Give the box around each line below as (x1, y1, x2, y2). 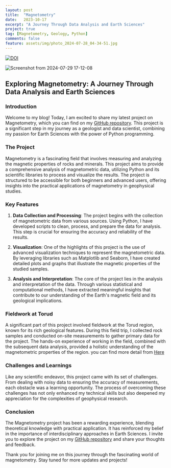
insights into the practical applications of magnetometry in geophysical (5, 182, 155, 188)
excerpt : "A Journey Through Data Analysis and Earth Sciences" (5, 22, 145, 27)
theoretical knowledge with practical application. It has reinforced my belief (5, 425, 164, 431)
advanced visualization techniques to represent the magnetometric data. (12, 249, 166, 256)
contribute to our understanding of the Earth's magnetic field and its (12, 292, 156, 299)
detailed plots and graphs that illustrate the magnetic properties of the (12, 261, 160, 267)
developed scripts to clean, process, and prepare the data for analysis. (12, 223, 162, 229)
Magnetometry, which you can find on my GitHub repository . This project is (5, 120, 163, 126)
